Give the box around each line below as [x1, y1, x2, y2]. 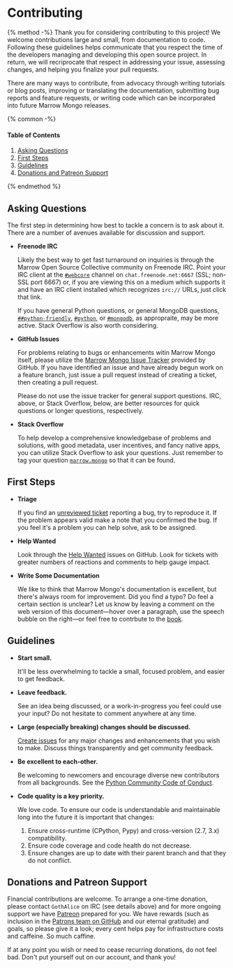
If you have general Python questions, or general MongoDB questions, [17, 306, 220, 314]
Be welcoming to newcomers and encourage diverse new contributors [17, 771, 220, 779]
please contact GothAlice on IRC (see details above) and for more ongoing [7, 902, 221, 911]
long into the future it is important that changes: [17, 813, 155, 821]
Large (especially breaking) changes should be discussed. [17, 722, 191, 731]
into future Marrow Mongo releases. [7, 101, 111, 109]
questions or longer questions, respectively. [17, 406, 144, 414]
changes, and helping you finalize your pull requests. [7, 65, 159, 73]
